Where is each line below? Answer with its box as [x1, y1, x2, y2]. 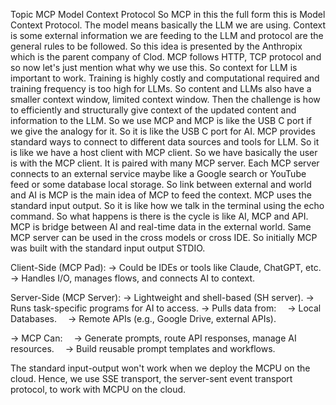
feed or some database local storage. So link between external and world [10, 179, 312, 190]
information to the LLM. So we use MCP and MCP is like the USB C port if [10, 115, 312, 126]
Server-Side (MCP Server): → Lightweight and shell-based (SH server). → [10, 292, 315, 303]
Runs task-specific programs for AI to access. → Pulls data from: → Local [10, 302, 322, 314]
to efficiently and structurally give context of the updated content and [10, 104, 297, 116]
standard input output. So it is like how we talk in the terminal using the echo [10, 200, 325, 211]
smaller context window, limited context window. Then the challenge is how [10, 94, 321, 105]
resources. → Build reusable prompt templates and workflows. [10, 343, 276, 354]
